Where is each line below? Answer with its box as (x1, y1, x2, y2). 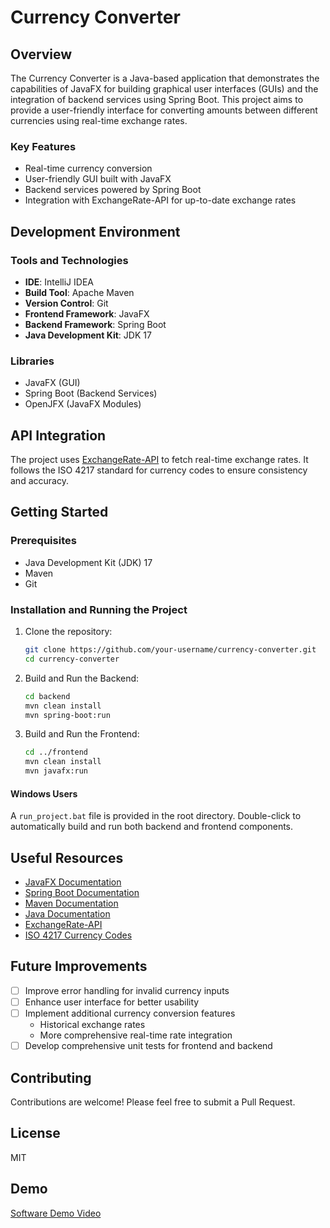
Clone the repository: (24, 626, 113, 638)
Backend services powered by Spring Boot (24, 184, 202, 196)
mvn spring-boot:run (24, 710, 111, 720)
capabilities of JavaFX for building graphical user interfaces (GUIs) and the (10, 83, 319, 95)
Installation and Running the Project (10, 602, 188, 616)
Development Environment (10, 223, 181, 240)
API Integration (10, 427, 107, 444)
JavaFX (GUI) (24, 377, 81, 389)
